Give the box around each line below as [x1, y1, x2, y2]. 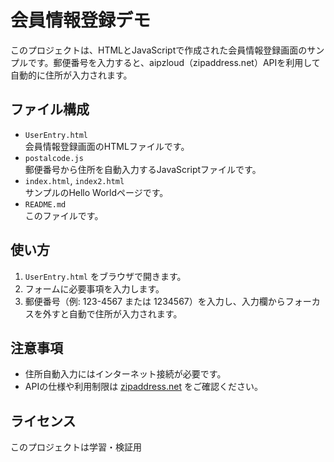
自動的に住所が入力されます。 [10, 69, 133, 81]
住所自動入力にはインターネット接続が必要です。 [24, 368, 227, 380]
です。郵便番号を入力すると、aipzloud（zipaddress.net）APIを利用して [27, 56, 321, 68]
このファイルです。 [24, 209, 104, 221]
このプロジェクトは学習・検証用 [10, 441, 142, 453]
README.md [24, 199, 67, 210]
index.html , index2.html [24, 174, 125, 186]
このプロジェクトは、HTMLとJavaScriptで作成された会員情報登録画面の [10, 44, 308, 56]
